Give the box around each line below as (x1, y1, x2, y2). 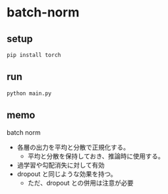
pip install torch (6, 51, 61, 58)
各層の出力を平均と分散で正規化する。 (16, 143, 130, 151)
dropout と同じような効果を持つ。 (16, 169, 117, 178)
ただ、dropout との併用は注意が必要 (27, 178, 134, 187)
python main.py (6, 90, 52, 97)
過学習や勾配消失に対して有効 (16, 160, 105, 169)
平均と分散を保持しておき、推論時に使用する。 (27, 151, 164, 160)
